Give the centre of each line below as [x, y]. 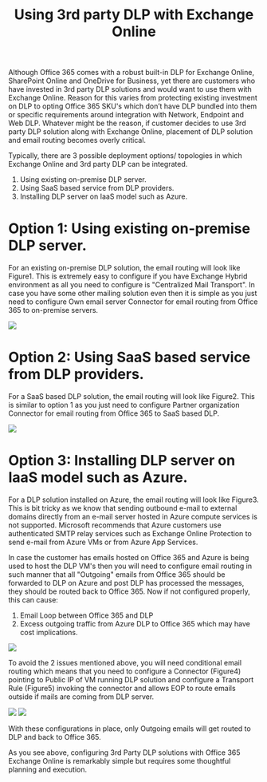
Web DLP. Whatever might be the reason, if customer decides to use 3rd [127, 123]
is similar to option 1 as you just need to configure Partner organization [124, 405]
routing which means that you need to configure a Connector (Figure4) [125, 671]
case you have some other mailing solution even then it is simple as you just [133, 294]
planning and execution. [48, 769]
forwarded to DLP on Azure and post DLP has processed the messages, [126, 583]
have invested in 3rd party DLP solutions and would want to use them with [130, 89]
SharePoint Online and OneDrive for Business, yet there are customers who [132, 81]
